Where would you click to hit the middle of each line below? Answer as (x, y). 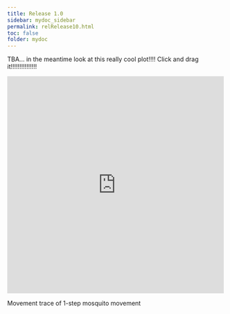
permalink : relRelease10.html (51, 26)
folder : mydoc (28, 40)
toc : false (23, 33)
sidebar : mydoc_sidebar (42, 20)
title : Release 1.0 (35, 14)
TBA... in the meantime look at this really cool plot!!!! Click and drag (103, 59)
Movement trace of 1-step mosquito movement (74, 304)
